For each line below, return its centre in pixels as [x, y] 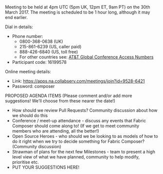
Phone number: [27, 36]
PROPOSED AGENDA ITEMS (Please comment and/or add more [69, 96]
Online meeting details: [28, 72]
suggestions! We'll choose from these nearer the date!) [60, 101]
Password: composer [33, 86]
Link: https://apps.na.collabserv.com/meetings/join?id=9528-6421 [78, 81]
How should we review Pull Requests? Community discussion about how [85, 110]
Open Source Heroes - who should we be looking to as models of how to [85, 136]
